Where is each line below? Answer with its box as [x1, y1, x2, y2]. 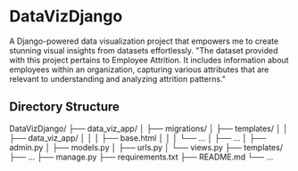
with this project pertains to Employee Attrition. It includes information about [9, 54, 289, 65]
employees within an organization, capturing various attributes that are [9, 64, 269, 75]
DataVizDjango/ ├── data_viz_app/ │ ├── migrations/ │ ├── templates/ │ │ [9, 123, 288, 134]
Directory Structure [9, 100, 120, 115]
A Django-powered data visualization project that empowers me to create [9, 36, 279, 46]
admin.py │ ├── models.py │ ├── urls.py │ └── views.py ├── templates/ [9, 142, 284, 152]
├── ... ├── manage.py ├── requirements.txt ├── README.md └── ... [9, 151, 274, 162]
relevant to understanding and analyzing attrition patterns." [9, 73, 226, 84]
